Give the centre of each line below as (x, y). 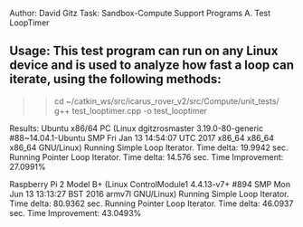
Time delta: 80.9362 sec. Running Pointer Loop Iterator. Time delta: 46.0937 (151, 203)
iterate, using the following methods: (115, 79)
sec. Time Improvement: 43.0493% (76, 213)
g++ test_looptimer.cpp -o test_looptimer (131, 110)
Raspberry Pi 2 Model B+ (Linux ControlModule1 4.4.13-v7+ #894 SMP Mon (150, 184)
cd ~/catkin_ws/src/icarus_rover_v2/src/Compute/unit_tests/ (166, 101)
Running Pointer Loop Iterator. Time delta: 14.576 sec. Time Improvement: (147, 156)
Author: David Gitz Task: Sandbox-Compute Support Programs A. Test (140, 13)
